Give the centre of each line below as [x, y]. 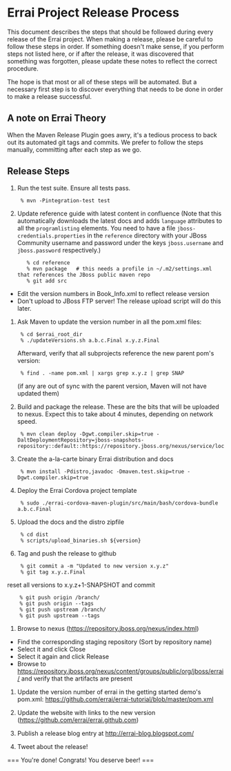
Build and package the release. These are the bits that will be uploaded [118, 407]
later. [24, 308]
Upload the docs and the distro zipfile [71, 522]
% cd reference [48, 263]
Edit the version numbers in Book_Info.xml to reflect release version [113, 293]
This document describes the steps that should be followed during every [110, 32]
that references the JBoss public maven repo [83, 275]
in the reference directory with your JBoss [147, 235]
